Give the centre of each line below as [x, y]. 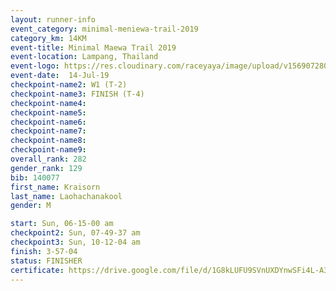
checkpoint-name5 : [48, 112]
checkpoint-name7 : [48, 131]
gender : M [31, 206]
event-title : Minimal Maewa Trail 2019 [93, 47]
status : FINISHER [46, 261]
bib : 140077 [35, 177]
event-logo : [35, 66]
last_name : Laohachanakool [66, 196]
